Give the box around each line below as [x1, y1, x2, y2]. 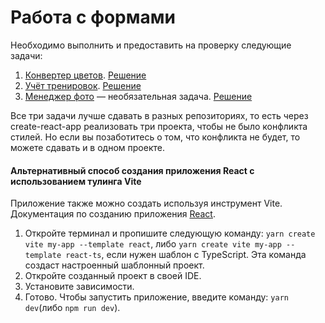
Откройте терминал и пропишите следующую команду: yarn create [24, 227, 316, 240]
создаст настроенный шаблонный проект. [24, 259, 205, 271]
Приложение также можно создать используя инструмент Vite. [10, 197, 283, 210]
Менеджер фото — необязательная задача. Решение [24, 90, 253, 102]
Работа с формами [10, 6, 176, 29]
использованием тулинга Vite [10, 175, 142, 187]
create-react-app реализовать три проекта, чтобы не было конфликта [10, 120, 308, 132]
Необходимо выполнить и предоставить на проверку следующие [10, 39, 292, 51]
